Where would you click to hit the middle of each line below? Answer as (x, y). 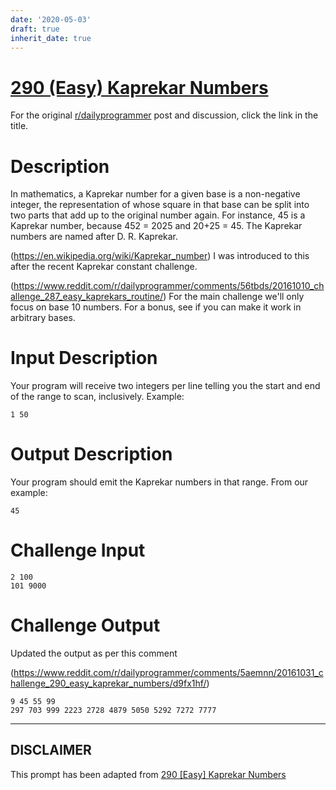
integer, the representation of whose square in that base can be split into (160, 205)
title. (19, 126)
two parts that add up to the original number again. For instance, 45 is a (158, 215)
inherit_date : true (51, 38)
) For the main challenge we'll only (234, 297)
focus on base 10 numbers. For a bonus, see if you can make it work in (156, 307)
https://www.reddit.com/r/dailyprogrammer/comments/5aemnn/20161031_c (168, 672)
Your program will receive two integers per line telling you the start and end (165, 386)
